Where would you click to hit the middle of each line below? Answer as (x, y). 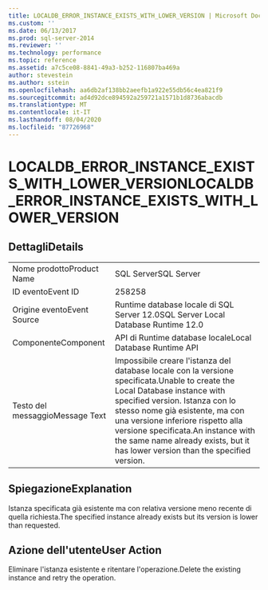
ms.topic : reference (43, 61)
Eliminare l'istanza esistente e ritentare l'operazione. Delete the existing (125, 569)
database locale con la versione (174, 370)
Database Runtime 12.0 (159, 325)
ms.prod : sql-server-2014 (51, 38)
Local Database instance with (170, 390)
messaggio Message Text (59, 415)
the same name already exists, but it (182, 441)
